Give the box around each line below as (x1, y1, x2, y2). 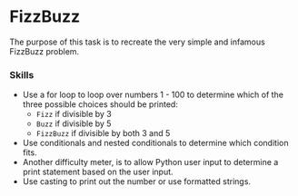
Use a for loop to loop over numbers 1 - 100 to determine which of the (22, 89, 284, 101)
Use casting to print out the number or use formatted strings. (22, 176, 252, 187)
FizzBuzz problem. (9, 45, 80, 56)
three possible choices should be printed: (22, 99, 179, 110)
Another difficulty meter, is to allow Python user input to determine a (22, 157, 279, 168)
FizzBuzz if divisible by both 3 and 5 (35, 128, 171, 139)
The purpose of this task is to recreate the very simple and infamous (9, 36, 265, 47)
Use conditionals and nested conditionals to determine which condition (22, 138, 289, 149)
